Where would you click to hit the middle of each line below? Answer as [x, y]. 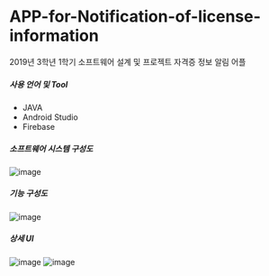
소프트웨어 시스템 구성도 [51, 148]
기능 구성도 [28, 193]
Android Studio [50, 117]
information [54, 36]
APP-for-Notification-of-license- [135, 17]
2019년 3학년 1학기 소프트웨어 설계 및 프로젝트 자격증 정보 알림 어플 [128, 61]
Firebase [39, 126]
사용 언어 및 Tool [39, 84]
